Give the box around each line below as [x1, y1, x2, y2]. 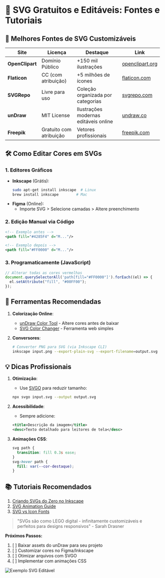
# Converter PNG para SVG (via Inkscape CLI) [12, 344, 107, 349]
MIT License [41, 112, 70, 118]
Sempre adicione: [19, 413, 55, 419]
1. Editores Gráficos [5, 167, 53, 173]
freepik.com [122, 129, 150, 136]
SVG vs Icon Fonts [12, 509, 50, 515]
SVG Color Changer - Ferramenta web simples [19, 325, 114, 331]
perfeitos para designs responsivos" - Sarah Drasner [17, 523, 124, 529]
